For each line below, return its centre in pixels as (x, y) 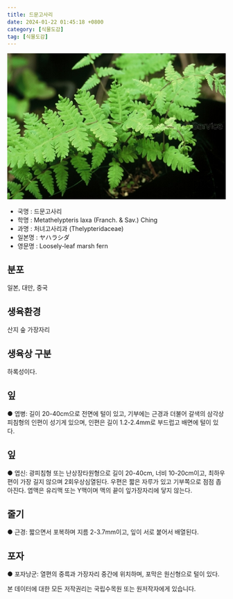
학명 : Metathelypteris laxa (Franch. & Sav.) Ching (87, 220)
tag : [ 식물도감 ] (28, 37)
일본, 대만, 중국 (28, 288)
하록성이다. (22, 372)
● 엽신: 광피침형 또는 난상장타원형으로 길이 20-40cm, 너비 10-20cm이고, (107, 473)
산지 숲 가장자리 (29, 330)
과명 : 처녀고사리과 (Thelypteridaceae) (70, 228)
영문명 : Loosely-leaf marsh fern (63, 245)
